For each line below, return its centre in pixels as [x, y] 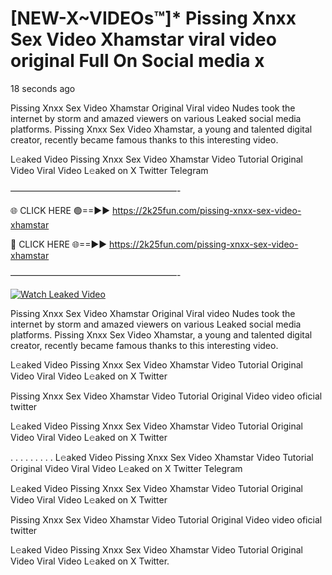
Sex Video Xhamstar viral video [143, 39]
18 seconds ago [43, 88]
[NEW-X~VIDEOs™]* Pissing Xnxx [153, 18]
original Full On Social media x [137, 61]
